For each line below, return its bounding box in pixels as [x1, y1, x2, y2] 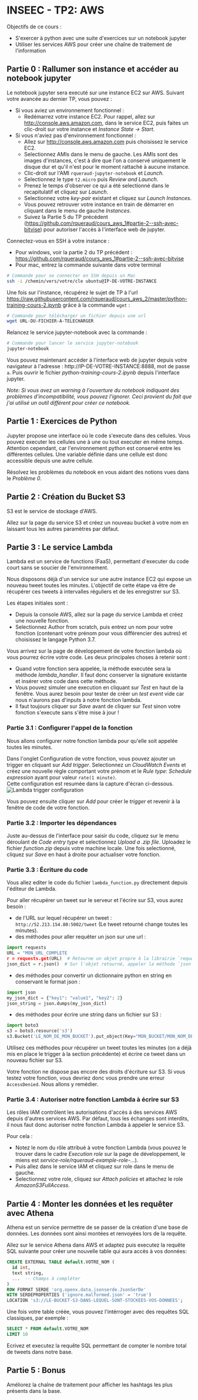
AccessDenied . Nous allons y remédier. [6, 1081, 99, 1088]
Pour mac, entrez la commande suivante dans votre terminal [15, 261, 161, 268]
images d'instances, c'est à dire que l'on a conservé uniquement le [24, 157, 186, 164]
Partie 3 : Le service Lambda [6, 542, 113, 552]
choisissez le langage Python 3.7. [15, 636, 96, 643]
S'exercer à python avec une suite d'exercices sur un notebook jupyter [15, 34, 187, 41]
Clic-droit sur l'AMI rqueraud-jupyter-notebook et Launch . [24, 169, 164, 176]
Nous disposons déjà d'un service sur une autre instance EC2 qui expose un [6, 576, 192, 583]
